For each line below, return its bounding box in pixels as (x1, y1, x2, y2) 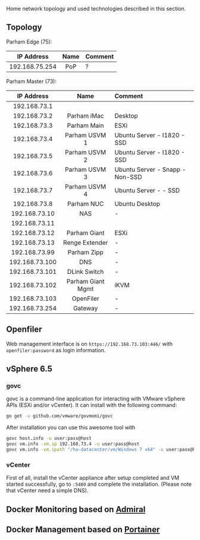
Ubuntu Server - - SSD (114, 186, 180, 195)
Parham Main (67, 121, 104, 129)
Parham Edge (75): (6, 38, 52, 45)
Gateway (73, 304, 98, 312)
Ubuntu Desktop (114, 199, 161, 208)
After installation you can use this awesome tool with (6, 424, 136, 431)
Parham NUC (67, 199, 104, 208)
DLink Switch (67, 267, 104, 276)
